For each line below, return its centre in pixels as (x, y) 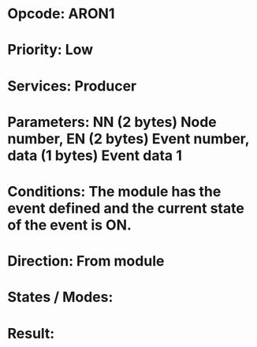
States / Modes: (60, 297)
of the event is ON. (69, 225)
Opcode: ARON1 (61, 14)
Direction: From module (86, 261)
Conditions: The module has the (114, 191)
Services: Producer (72, 86)
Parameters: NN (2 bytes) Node (112, 122)
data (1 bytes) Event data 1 (95, 155)
